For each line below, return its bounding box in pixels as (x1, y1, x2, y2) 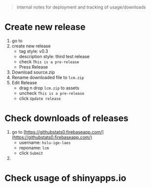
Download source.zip (11, 69, 55, 75)
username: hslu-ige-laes (19, 139, 71, 145)
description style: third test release (19, 53, 90, 59)
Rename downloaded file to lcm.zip (11, 74, 84, 80)
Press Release (19, 64, 48, 70)
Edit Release (11, 79, 37, 85)
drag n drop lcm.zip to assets (19, 85, 80, 91)
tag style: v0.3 (19, 48, 48, 54)
